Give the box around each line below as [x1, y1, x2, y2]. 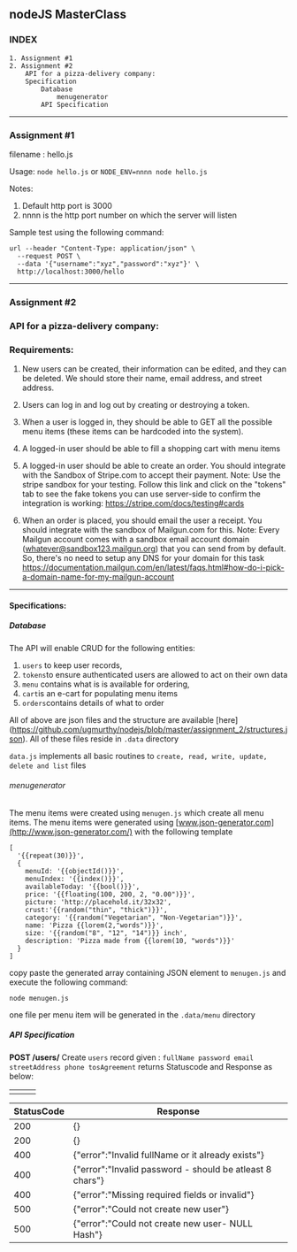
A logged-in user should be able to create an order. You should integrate [21, 460, 286, 472]
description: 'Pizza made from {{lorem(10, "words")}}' [25, 936, 236, 945]
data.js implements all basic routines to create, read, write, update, [9, 750, 268, 761]
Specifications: [9, 600, 67, 611]
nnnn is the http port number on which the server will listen [21, 210, 237, 220]
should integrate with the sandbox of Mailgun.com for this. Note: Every [21, 525, 280, 535]
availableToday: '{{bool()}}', [25, 882, 141, 891]
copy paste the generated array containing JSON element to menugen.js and [9, 967, 286, 978]
